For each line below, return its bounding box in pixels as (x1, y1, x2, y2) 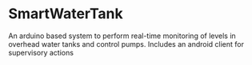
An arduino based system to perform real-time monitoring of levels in (8, 31, 236, 40)
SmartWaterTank (8, 5, 123, 23)
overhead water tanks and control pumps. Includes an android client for (8, 39, 244, 48)
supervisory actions (8, 48, 74, 57)
